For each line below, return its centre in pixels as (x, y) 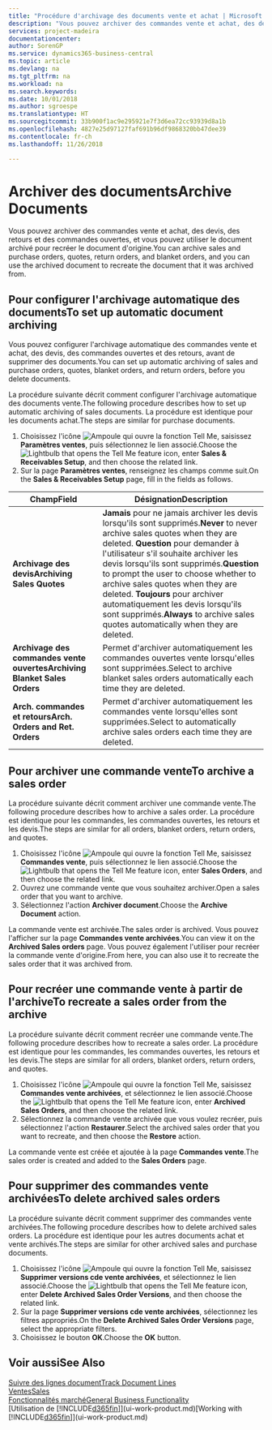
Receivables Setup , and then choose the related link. (109, 462)
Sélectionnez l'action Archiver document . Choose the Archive (124, 905)
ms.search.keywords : (43, 91)
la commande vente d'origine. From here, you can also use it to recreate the (134, 955)
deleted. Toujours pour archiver (163, 595)
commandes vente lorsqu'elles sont (170, 712)
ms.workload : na (36, 84)
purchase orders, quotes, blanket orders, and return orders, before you (127, 371)
